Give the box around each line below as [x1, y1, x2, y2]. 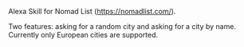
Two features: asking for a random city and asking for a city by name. [8, 22, 237, 31]
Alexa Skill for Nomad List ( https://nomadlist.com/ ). [8, 7, 176, 16]
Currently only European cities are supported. [8, 31, 159, 39]
